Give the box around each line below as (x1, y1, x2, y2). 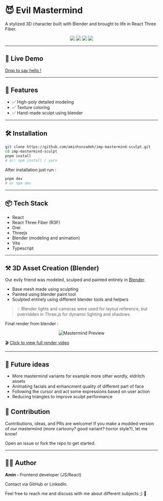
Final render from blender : (5, 321, 59, 327)
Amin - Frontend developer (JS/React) (5, 471, 81, 477)
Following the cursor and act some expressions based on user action (12, 389, 150, 394)
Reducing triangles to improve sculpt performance (12, 394, 113, 400)
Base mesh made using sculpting (12, 286, 79, 292)
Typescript (12, 245, 34, 251)
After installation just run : (5, 167, 57, 172)
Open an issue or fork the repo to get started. (5, 440, 96, 446)
